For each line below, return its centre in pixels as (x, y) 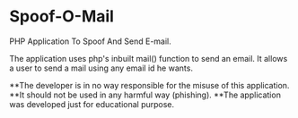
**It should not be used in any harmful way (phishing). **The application (145, 95)
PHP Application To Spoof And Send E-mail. (91, 41)
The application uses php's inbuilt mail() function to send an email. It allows (149, 58)
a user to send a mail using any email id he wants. (101, 68)
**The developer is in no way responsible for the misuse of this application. (149, 85)
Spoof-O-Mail (62, 17)
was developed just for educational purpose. (92, 104)
